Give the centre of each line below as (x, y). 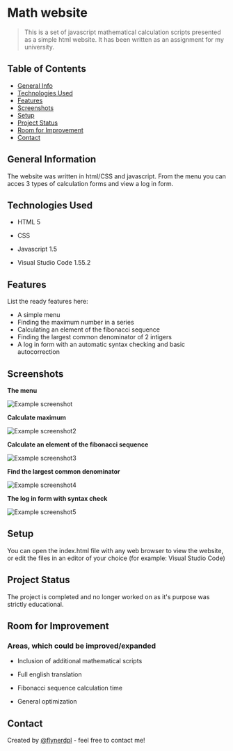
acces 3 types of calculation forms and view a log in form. (90, 183)
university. (39, 47)
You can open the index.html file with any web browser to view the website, (115, 550)
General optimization (47, 702)
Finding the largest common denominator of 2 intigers (95, 337)
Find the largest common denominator (64, 471)
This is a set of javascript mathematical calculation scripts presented (122, 32)
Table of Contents (47, 69)
